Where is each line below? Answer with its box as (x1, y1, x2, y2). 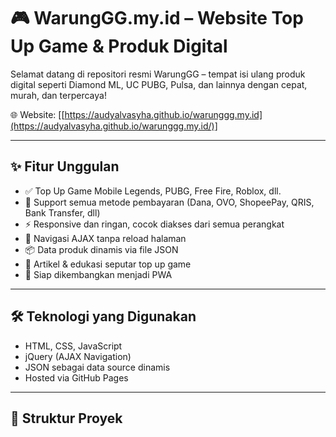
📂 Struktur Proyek (10, 410, 123, 427)
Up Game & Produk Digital (10, 35, 228, 58)
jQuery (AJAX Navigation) (24, 350, 132, 362)
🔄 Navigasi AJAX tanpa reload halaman (24, 232, 187, 244)
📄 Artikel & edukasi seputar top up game (24, 258, 192, 270)
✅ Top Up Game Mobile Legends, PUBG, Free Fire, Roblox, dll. (24, 185, 282, 197)
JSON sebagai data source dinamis (24, 361, 171, 373)
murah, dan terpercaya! (10, 89, 107, 101)
